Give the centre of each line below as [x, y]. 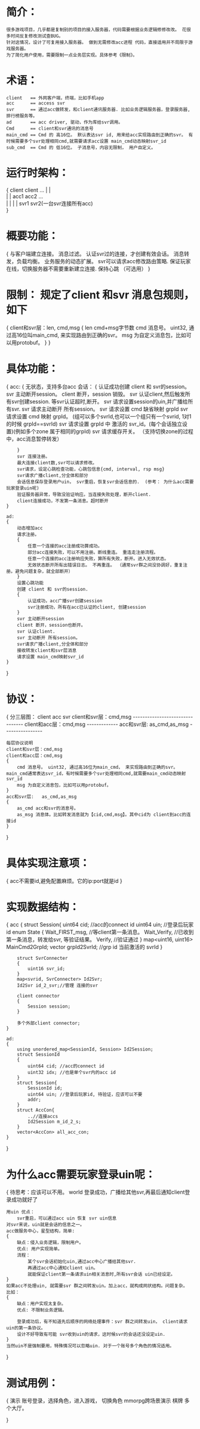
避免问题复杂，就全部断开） [44, 571]
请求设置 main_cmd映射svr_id [50, 657]
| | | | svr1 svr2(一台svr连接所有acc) [50, 203]
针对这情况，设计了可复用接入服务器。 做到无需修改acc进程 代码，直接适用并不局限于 [97, 42]
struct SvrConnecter [42, 959]
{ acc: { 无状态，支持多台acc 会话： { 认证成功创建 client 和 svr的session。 [98, 386]
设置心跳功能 [30, 583]
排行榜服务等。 [22, 116]
